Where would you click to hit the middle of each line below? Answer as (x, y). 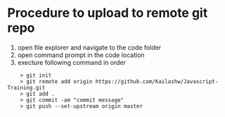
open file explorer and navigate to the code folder (89, 47)
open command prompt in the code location (81, 55)
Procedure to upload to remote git (108, 13)
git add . (40, 94)
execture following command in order (72, 62)
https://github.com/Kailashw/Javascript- (157, 81)
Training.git (26, 87)
